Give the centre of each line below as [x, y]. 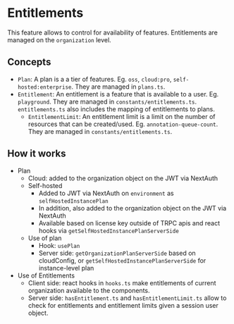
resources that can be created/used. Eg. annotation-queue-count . [123, 124]
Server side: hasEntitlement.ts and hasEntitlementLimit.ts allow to [127, 298]
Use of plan [45, 238]
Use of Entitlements [46, 275]
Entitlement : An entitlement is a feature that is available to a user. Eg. [118, 94]
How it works [37, 154]
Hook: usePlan [59, 245]
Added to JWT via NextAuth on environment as [106, 193]
